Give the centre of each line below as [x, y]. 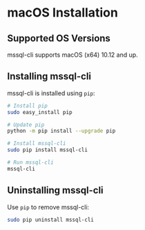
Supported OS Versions [59, 38]
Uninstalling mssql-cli [55, 190]
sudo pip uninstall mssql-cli [51, 220]
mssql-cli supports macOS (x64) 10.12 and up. [72, 55]
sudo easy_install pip [40, 112]
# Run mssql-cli [30, 163]
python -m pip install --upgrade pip [61, 131]
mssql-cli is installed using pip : [51, 93]
